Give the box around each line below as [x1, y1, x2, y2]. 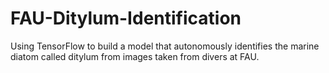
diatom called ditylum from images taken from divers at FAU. [10, 50, 260, 62]
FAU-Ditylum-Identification [10, 7, 242, 30]
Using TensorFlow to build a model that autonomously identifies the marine [10, 40, 320, 52]
